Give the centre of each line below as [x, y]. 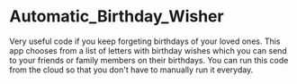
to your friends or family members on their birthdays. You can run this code [149, 60]
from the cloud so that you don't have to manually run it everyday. [131, 70]
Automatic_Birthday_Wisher [117, 17]
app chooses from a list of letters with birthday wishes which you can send [148, 50]
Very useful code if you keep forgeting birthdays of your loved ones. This [145, 41]
